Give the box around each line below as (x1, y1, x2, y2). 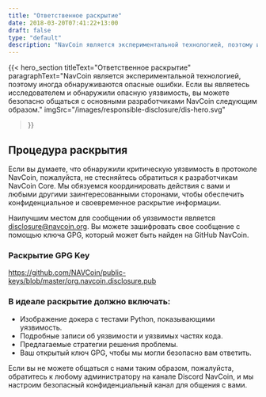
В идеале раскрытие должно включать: (8, 296, 171, 307)
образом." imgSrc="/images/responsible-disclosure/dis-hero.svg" (8, 105, 226, 115)
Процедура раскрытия (8, 143, 128, 157)
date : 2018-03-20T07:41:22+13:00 (8, 19, 119, 27)
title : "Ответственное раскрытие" (8, 11, 123, 20)
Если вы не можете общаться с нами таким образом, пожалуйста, (8, 363, 234, 372)
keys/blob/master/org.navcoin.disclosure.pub (8, 277, 157, 286)
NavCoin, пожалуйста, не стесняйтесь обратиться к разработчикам (8, 172, 238, 182)
